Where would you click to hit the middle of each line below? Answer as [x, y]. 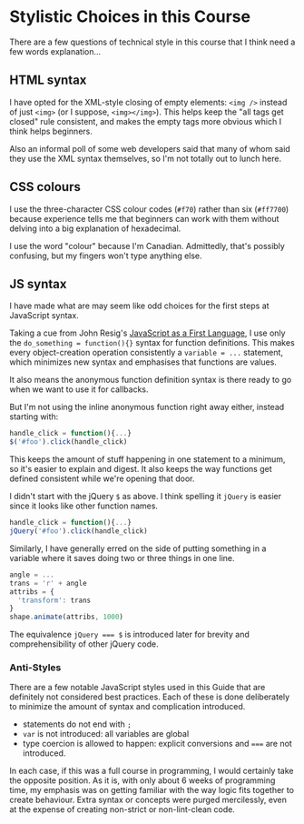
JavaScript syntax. [44, 316]
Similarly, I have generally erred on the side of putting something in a [138, 548]
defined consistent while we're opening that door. [102, 478]
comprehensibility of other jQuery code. [84, 644]
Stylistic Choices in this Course [130, 17]
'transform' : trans [54, 600]
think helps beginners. [51, 131]
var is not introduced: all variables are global [106, 734]
